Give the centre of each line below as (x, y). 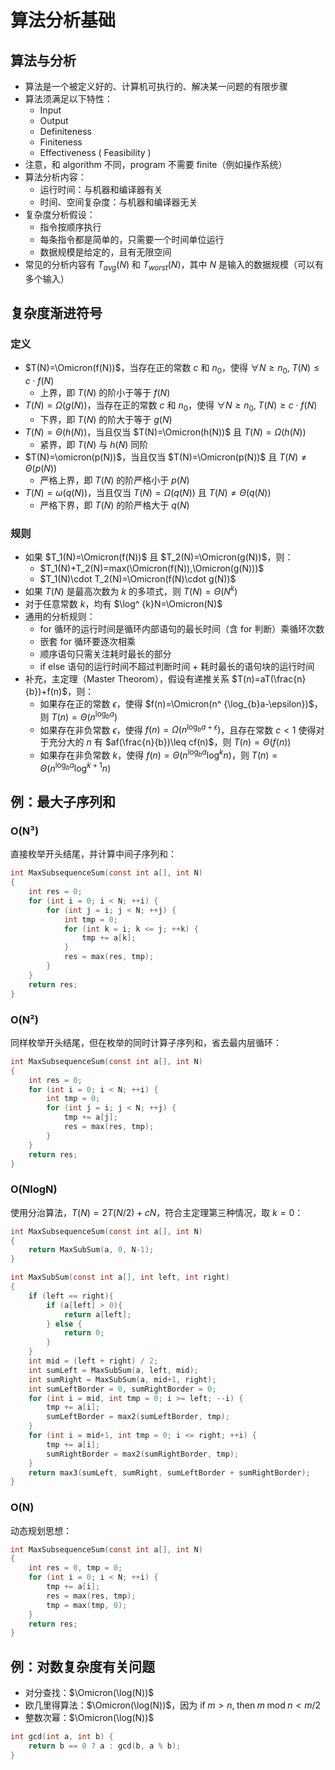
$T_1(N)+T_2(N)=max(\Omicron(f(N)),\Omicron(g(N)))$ (152, 568)
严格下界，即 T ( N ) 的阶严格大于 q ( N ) (114, 505)
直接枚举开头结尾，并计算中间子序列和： (93, 854)
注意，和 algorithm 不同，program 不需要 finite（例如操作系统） (156, 164)
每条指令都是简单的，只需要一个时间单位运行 (132, 239)
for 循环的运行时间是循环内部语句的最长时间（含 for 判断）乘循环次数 (182, 629)
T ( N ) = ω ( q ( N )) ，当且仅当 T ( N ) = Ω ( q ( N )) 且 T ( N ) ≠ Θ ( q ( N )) (148, 493)
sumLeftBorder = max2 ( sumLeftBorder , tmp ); (138, 1417)
